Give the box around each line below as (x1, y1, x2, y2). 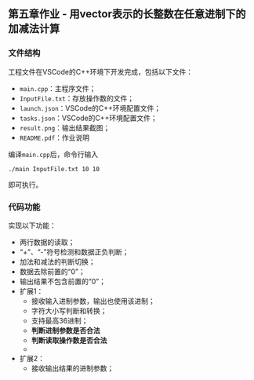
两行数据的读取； (19, 237, 75, 247)
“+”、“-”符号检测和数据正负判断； (19, 247, 129, 257)
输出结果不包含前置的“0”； (19, 276, 106, 286)
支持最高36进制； (31, 316, 89, 325)
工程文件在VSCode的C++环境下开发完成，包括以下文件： (8, 67, 194, 76)
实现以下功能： (8, 221, 56, 230)
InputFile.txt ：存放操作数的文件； (19, 93, 135, 103)
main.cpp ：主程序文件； (19, 83, 96, 93)
